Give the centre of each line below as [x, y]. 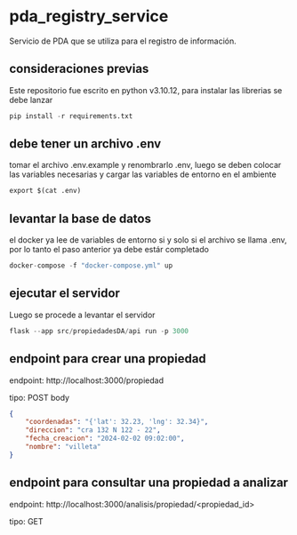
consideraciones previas [79, 69]
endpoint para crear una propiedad [108, 359]
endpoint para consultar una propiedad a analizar [149, 483]
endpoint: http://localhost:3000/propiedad [87, 380]
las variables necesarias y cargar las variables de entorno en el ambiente [143, 174]
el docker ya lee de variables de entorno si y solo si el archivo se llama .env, [148, 240]
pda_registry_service [89, 16]
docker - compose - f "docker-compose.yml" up [91, 266]
